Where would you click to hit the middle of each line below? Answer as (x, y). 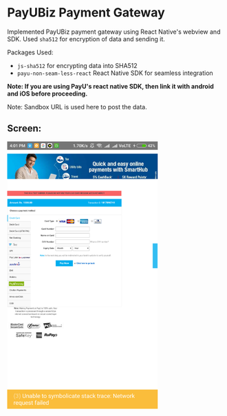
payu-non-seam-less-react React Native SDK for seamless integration (115, 73)
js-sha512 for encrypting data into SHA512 (77, 65)
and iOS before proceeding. (47, 94)
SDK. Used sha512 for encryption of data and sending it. (86, 39)
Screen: (24, 129)
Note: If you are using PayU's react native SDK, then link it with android (111, 86)
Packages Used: (30, 52)
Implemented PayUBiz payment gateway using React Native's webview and (114, 32)
